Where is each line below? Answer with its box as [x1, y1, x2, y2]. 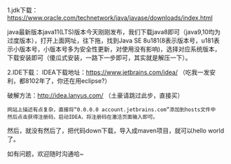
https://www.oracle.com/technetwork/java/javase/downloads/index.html [7, 14, 213, 22]
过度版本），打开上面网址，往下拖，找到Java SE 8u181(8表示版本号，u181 [7, 36, 214, 45]
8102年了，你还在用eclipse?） [25, 77, 111, 84]
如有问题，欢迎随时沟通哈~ [7, 150, 84, 158]
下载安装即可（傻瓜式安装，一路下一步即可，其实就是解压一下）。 [7, 54, 192, 62]
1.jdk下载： [7, 6, 39, 14]
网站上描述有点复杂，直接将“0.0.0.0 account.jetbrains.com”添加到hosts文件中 [7, 106, 216, 113]
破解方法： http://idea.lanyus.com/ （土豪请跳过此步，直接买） [7, 91, 184, 99]
